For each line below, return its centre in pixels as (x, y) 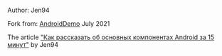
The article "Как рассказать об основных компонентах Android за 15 (111, 37)
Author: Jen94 (28, 10)
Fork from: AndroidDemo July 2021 (59, 23)
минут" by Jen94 (33, 44)
